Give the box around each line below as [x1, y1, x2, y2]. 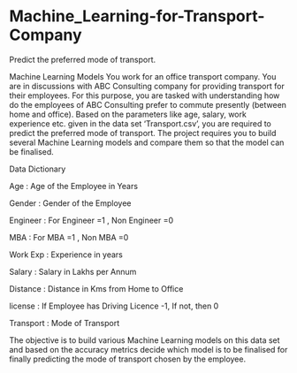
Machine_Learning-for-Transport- [9, 6, 265, 27]
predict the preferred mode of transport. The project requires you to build [9, 127, 277, 138]
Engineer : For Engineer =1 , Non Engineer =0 [9, 215, 174, 225]
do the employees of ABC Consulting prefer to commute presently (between [9, 99, 287, 110]
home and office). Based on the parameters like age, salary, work [9, 109, 247, 119]
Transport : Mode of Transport [9, 317, 120, 328]
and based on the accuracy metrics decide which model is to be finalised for [9, 344, 288, 354]
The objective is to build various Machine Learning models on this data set [9, 334, 280, 346]
